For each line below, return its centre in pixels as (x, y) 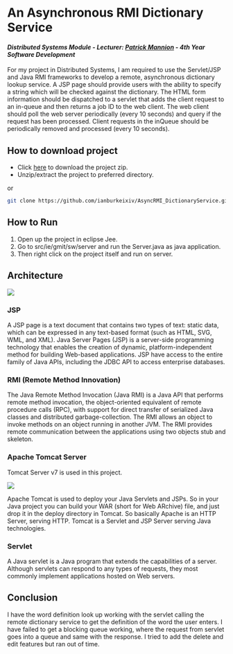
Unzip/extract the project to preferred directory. (85, 175)
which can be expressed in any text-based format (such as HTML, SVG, (110, 332)
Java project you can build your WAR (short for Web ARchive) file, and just (113, 506)
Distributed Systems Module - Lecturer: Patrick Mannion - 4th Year (106, 47)
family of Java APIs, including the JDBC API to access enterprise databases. (116, 362)
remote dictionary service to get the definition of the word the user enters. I (115, 621)
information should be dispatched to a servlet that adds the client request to (116, 99)
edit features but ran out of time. (53, 644)
